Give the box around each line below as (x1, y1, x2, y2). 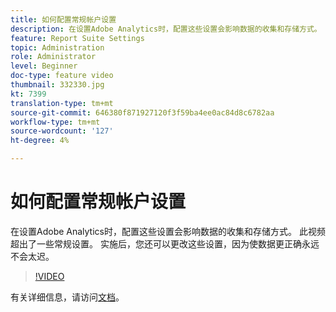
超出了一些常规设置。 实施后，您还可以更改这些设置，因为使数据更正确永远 (10, 237, 320, 250)
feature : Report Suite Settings (10, 33, 145, 43)
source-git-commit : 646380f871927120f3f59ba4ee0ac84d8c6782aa (10, 107, 275, 118)
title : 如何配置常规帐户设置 (10, 14, 117, 25)
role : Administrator (10, 52, 97, 62)
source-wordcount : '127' (10, 126, 114, 136)
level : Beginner (10, 61, 78, 71)
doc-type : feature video (10, 71, 114, 81)
